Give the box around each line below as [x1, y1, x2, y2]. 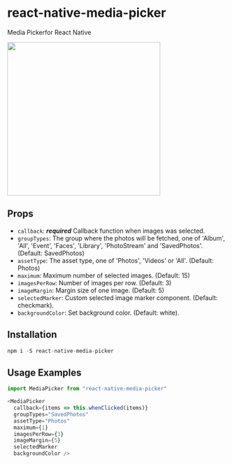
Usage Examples [7, 367, 82, 378]
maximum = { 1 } [13, 424, 49, 431]
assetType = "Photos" [13, 417, 71, 425]
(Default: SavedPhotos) [17, 249, 85, 257]
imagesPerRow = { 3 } [13, 430, 64, 437]
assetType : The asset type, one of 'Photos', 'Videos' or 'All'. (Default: [17, 256, 215, 264]
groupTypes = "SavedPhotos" [13, 411, 89, 418]
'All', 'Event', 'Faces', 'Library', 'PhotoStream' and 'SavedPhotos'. [17, 241, 203, 250]
